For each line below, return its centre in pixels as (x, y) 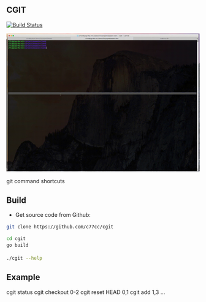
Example (23, 277)
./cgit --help (25, 258)
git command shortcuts (36, 181)
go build (17, 245)
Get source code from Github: (53, 215)
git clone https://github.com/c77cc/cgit (60, 227)
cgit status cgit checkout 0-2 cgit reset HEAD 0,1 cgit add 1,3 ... (86, 292)
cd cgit (16, 239)
